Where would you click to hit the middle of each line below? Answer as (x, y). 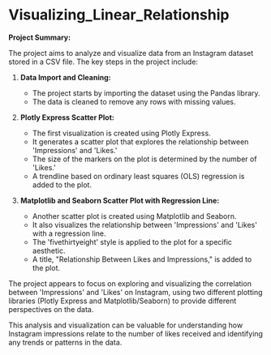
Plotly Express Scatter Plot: (67, 117)
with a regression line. (69, 233)
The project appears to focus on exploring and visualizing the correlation (130, 283)
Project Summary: (40, 37)
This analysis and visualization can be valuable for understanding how (126, 325)
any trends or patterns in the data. (65, 342)
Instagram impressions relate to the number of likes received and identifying (136, 333)
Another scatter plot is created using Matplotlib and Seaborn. (134, 216)
